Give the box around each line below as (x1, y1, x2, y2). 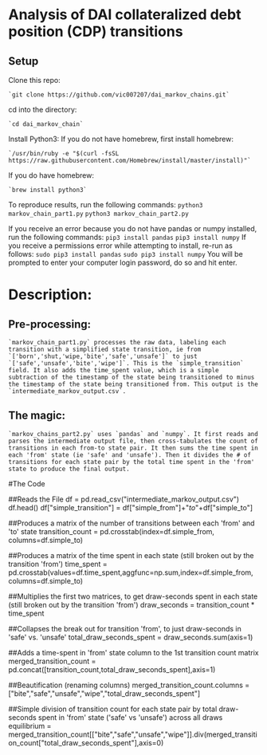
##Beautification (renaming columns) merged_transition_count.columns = (8, 680, 250, 690)
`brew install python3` (8, 186, 88, 194)
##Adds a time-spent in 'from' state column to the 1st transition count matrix (8, 647, 259, 657)
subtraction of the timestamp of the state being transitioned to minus (8, 373, 255, 381)
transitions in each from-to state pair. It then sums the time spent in (8, 444, 259, 452)
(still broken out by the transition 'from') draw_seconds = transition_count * (8, 600, 255, 609)
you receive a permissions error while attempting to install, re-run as (8, 241, 233, 250)
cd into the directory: (8, 105, 77, 114)
